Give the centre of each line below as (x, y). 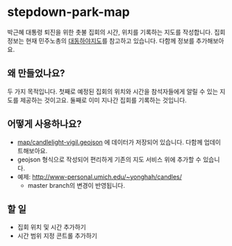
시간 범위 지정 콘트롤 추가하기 (57, 236)
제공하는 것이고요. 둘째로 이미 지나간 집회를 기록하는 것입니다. (103, 100)
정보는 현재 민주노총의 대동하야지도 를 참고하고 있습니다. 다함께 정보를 (101, 41)
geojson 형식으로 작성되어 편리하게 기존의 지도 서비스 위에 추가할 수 (109, 159)
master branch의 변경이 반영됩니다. (76, 185)
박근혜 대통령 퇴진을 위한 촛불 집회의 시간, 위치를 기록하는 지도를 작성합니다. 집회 (116, 32)
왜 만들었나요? (36, 73)
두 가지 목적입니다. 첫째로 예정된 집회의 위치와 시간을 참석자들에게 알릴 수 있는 (113, 91)
